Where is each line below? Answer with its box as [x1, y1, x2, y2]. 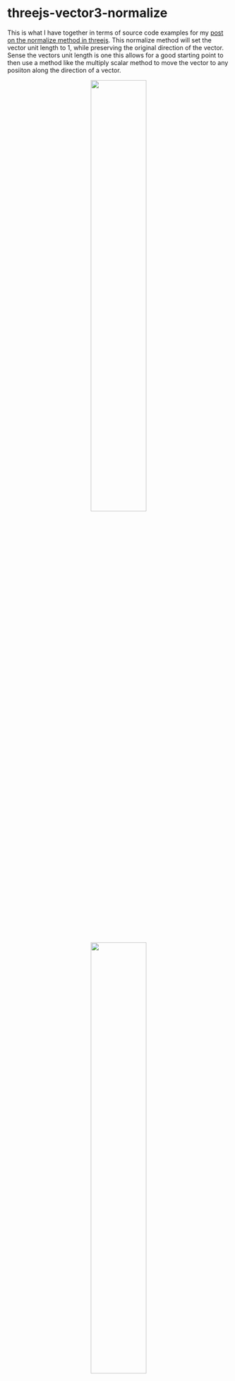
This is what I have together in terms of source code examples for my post [7, 28, 224, 37]
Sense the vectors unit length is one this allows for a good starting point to [7, 51, 224, 59]
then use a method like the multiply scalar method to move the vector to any [7, 58, 229, 67]
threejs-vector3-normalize [7, 5, 168, 21]
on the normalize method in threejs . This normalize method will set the [7, 35, 212, 44]
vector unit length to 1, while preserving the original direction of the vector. [7, 43, 224, 52]
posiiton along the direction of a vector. [7, 66, 121, 74]
